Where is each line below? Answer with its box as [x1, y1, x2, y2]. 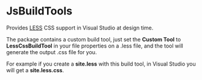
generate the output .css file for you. [6, 48, 97, 55]
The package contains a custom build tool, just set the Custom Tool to [6, 35, 181, 43]
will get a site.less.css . [6, 66, 65, 73]
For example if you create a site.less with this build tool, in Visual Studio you [6, 60, 196, 67]
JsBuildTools [6, 4, 72, 18]
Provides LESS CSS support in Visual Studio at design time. [6, 24, 154, 31]
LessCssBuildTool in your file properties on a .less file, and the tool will [6, 42, 183, 49]
